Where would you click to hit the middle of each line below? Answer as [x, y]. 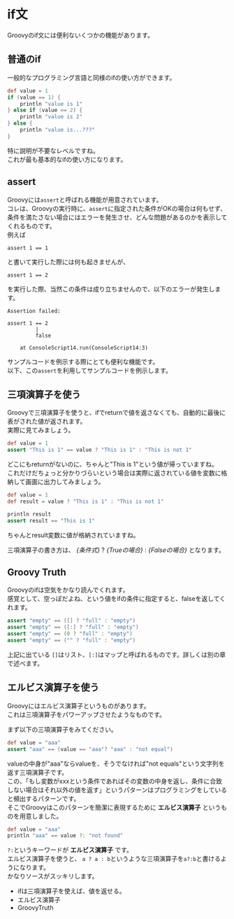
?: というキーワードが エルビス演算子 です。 [70, 850]
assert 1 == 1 [28, 248]
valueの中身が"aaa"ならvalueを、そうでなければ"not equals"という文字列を [116, 763]
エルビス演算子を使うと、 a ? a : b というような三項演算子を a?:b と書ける [114, 859]
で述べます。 [25, 663]
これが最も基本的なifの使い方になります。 [67, 159]
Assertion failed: [34, 311]
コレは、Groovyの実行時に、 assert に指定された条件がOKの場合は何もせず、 [117, 208]
